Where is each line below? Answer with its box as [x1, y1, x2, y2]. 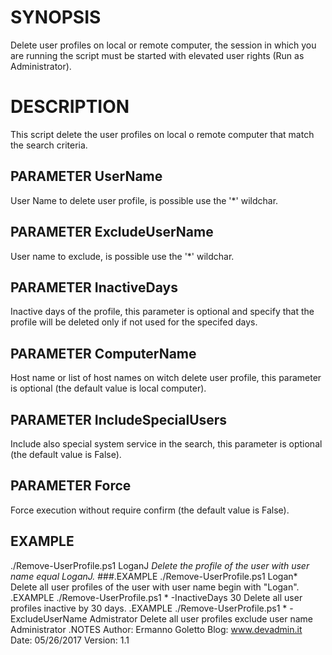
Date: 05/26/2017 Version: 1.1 [10, 634, 130, 646]
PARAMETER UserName [10, 168, 163, 185]
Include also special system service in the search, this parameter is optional [10, 437, 323, 450]
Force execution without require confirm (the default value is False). [10, 504, 290, 516]
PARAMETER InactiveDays [10, 279, 178, 296]
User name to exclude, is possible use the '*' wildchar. [10, 250, 235, 262]
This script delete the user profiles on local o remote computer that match [10, 128, 315, 140]
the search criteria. [10, 139, 88, 151]
